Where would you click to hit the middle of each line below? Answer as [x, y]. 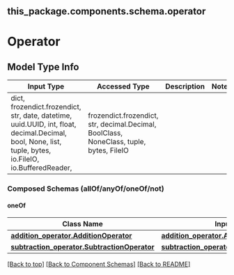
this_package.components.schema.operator [107, 11]
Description [185, 86]
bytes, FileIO [108, 150]
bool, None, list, [36, 142]
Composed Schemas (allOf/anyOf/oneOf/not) [86, 189]
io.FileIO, [25, 159]
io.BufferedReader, [41, 168]
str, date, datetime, [41, 116]
